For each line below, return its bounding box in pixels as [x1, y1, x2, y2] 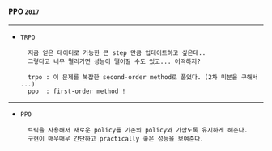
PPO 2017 [8, 6, 40, 16]
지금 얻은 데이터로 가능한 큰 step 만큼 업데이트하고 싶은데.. [28, 49, 206, 57]
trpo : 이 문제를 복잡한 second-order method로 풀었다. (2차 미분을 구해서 [28, 73, 258, 82]
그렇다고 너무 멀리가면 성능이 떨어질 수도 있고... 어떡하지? [28, 57, 201, 66]
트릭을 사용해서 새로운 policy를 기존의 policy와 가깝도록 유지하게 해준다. [28, 126, 249, 135]
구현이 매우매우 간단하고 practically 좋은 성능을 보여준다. [28, 135, 204, 143]
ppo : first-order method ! [28, 87, 126, 96]
